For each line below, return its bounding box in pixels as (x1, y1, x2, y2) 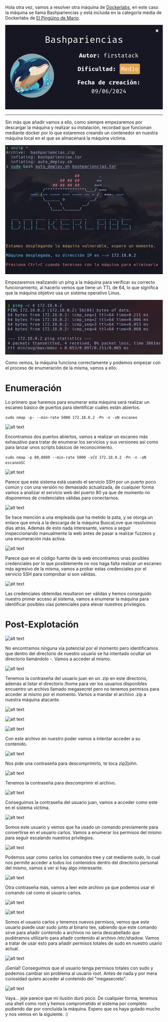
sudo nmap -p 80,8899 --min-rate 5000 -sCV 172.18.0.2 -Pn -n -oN (5, 455, 146, 460)
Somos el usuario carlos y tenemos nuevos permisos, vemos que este (5, 919, 149, 925)
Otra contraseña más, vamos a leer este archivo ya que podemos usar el (5, 884, 155, 890)
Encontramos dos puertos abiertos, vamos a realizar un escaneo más (5, 433, 148, 439)
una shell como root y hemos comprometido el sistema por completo (5, 1000, 147, 1006)
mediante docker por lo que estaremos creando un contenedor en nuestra (5, 130, 158, 136)
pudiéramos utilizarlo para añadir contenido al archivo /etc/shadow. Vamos (5, 935, 159, 941)
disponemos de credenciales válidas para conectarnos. (5, 495, 119, 501)
